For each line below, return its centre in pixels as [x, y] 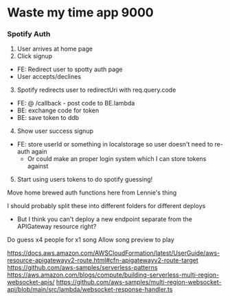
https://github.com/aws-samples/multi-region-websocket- [139, 282]
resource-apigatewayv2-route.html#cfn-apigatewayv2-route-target [103, 260]
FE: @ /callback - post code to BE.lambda [76, 103]
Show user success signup [55, 131]
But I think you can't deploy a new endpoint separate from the [104, 219]
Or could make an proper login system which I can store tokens [117, 159]
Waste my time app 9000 [80, 13]
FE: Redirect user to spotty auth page [70, 69]
